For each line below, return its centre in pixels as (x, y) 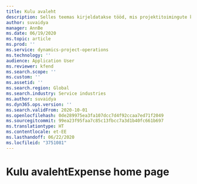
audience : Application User (40, 61)
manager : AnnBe (25, 28)
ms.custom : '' (23, 77)
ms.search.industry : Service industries (56, 93)
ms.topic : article (28, 39)
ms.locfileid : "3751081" (36, 143)
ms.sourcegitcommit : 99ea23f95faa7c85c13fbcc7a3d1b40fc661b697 (85, 121)
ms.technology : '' (28, 55)
